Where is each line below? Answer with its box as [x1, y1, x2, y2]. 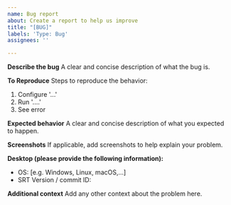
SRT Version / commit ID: [17, 176, 92, 184]
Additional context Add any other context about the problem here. [7, 189, 203, 198]
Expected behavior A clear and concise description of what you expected [7, 119, 225, 128]
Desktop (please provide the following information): [7, 154, 163, 163]
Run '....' [17, 98, 41, 107]
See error [17, 105, 46, 114]
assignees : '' [7, 37, 50, 44]
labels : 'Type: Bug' [7, 30, 69, 38]
